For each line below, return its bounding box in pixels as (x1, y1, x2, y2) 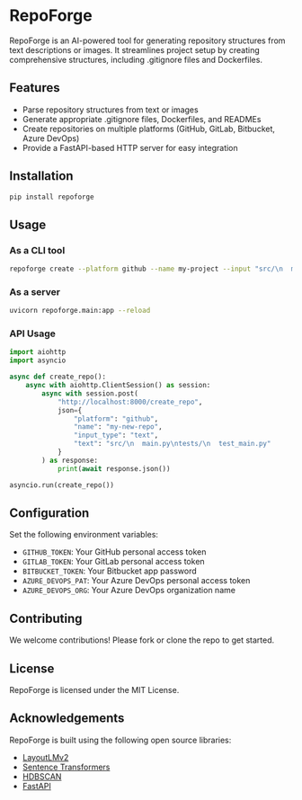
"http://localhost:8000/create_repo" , (57, 397, 203, 406)
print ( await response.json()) (57, 464, 171, 473)
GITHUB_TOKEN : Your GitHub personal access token (22, 547, 207, 557)
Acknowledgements (9, 711, 125, 726)
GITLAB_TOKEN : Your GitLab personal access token (22, 556, 205, 567)
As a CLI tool (9, 244, 66, 256)
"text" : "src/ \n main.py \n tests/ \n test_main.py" (73, 440, 271, 449)
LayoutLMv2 (22, 751, 69, 762)
